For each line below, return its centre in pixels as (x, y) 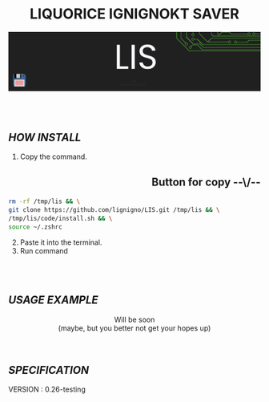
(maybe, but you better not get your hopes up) (134, 328)
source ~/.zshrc (35, 227)
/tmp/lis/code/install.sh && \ (60, 219)
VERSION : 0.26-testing (47, 389)
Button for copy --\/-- (206, 182)
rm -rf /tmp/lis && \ (44, 201)
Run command (44, 250)
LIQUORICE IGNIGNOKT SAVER (134, 14)
